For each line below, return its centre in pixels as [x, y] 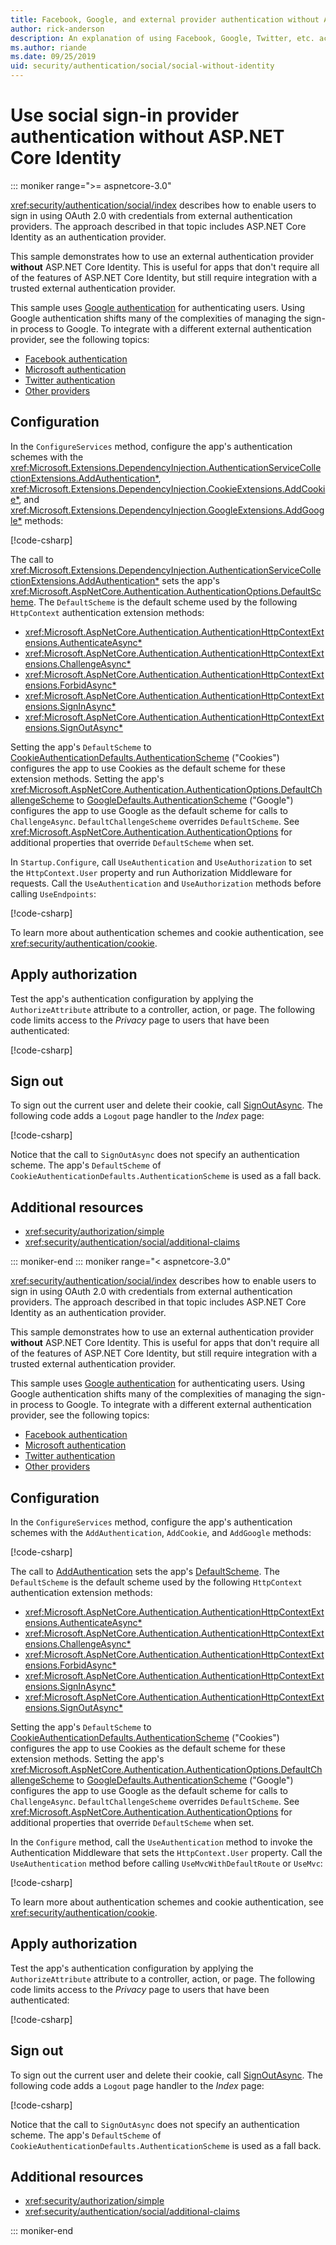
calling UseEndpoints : [53, 893]
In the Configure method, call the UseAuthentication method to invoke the [161, 1842]
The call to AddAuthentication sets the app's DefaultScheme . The [145, 1571]
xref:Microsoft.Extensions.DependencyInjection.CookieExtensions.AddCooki [168, 488]
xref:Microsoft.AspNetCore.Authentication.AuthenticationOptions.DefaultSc [166, 591]
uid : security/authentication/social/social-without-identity [142, 66]
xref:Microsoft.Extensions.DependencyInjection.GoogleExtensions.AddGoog [167, 510]
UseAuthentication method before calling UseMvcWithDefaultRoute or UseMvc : [166, 1863]
